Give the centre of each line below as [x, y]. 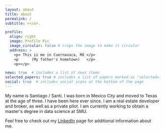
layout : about [20, 10]
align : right [23, 37]
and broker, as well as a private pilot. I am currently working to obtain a [77, 106]
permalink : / [18, 19]
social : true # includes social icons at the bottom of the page [74, 82]
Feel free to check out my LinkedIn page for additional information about [78, 121]
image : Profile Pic [29, 41]
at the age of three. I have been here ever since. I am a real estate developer [82, 101]
